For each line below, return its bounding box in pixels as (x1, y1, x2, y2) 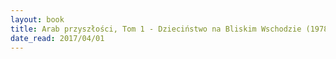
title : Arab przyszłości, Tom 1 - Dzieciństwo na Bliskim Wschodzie (10, 24, 302, 34)
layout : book (10, 14, 65, 25)
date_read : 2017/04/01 (10, 33, 105, 43)
